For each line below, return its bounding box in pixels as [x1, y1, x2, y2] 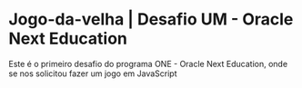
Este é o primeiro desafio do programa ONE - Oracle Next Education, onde [8, 58, 288, 69]
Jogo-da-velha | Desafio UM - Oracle [8, 9, 294, 30]
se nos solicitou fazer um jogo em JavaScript [8, 68, 177, 79]
